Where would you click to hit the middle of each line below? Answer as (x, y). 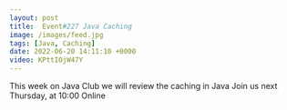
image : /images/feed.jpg (56, 35)
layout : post (34, 18)
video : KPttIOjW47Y (46, 60)
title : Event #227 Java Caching (71, 26)
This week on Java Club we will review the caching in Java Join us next (143, 86)
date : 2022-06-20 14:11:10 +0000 (73, 52)
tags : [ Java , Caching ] (52, 43)
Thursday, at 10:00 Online (58, 95)
